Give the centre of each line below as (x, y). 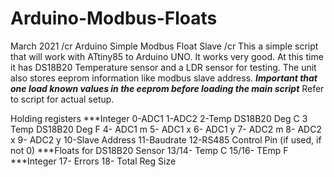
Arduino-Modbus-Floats (114, 18)
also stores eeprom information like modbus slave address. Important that (164, 78)
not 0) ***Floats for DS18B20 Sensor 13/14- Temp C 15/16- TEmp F (149, 150)
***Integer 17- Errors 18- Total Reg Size (93, 161)
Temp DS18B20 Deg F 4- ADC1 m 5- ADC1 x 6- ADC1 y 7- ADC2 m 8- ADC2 (166, 129)
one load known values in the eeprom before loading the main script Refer (167, 88)
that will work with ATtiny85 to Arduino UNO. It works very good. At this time (167, 56)
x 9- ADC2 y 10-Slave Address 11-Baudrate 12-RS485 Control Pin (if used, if (166, 139)
